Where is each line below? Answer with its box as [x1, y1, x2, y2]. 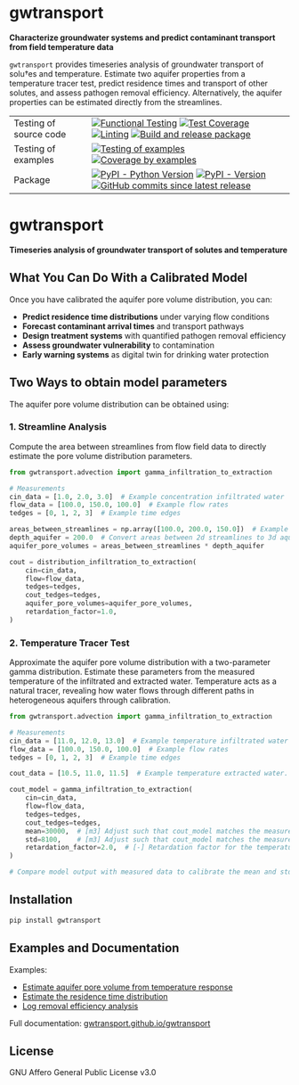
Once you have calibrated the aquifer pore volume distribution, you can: [9, 293, 273, 305]
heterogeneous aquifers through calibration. [9, 695, 171, 706]
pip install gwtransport [9, 916, 101, 925]
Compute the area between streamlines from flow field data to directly [9, 440, 267, 452]
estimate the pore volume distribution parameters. [9, 450, 193, 461]
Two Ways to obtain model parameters [9, 375, 228, 390]
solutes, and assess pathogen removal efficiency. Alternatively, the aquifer [9, 87, 283, 98]
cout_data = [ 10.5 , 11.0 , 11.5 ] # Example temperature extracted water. [9, 769, 289, 778]
